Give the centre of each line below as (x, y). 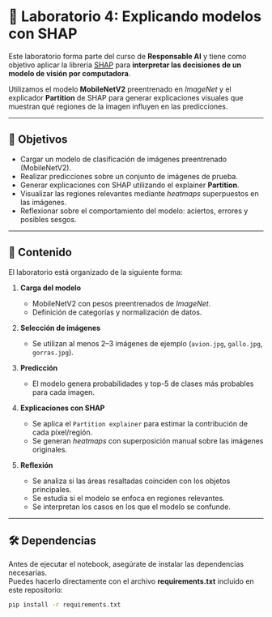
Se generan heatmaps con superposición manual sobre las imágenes (148, 440)
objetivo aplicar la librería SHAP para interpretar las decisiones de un (125, 65)
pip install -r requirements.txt (65, 605)
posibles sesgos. (48, 219)
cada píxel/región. (62, 432)
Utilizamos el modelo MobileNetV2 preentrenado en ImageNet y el (120, 89)
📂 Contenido (40, 253)
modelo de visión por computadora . (70, 73)
